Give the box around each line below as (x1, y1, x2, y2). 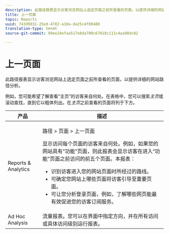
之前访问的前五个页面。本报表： (59, 155, 136, 162)
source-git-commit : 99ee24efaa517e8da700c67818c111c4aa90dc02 (5, 31, 138, 36)
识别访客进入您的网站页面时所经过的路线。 (51, 167, 152, 174)
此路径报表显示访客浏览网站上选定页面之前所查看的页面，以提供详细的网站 (5, 76, 159, 82)
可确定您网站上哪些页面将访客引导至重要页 (51, 175, 152, 182)
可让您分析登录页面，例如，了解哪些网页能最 (51, 190, 157, 197)
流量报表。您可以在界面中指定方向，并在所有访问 (42, 212, 158, 219)
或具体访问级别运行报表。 (42, 220, 103, 227)
